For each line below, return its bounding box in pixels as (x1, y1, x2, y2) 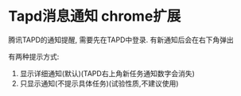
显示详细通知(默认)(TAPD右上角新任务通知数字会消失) (19, 68, 195, 78)
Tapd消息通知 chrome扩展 (8, 7, 181, 25)
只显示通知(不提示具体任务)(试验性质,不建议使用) (19, 79, 179, 88)
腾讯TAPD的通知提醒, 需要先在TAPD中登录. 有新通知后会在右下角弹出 (8, 35, 235, 44)
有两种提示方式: (8, 52, 60, 61)
